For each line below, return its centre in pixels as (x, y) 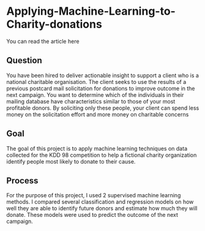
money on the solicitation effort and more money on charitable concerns (98, 114)
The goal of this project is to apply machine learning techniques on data (97, 148)
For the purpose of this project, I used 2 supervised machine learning (94, 195)
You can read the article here (43, 41)
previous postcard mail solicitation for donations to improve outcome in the (101, 88)
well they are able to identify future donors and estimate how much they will (102, 208)
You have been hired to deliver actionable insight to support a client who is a (102, 75)
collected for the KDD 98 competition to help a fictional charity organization (102, 155)
